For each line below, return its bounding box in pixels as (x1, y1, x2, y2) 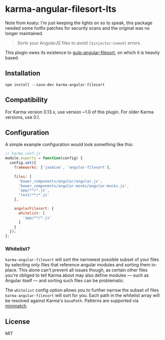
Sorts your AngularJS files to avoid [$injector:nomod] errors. (17, 40, 142, 46)
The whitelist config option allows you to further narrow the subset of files (5, 287, 159, 293)
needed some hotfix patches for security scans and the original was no (5, 25, 150, 31)
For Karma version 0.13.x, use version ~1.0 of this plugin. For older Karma (5, 109, 154, 115)
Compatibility (5, 96, 48, 104)
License (5, 317, 30, 326)
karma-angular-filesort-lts (5, 3, 117, 15)
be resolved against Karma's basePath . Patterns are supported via (5, 298, 139, 304)
